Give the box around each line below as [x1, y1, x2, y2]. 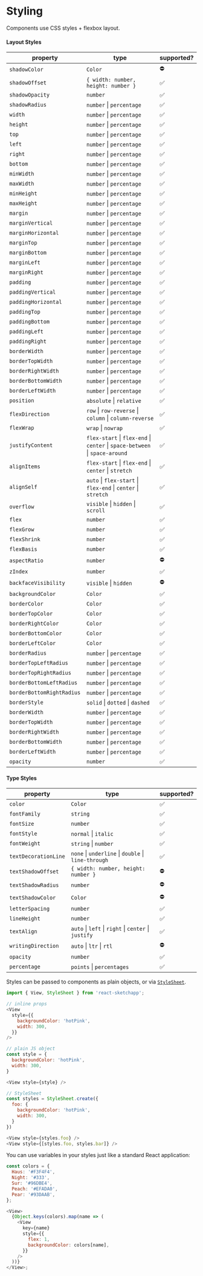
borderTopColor [9, 610, 53, 617]
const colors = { [6, 1163, 50, 1169]
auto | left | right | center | [71, 924, 150, 933]
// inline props [6, 1001, 47, 1007]
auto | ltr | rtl [71, 942, 113, 950]
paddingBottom [9, 319, 50, 325]
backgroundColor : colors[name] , [28, 1242, 110, 1248]
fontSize [9, 820, 34, 828]
